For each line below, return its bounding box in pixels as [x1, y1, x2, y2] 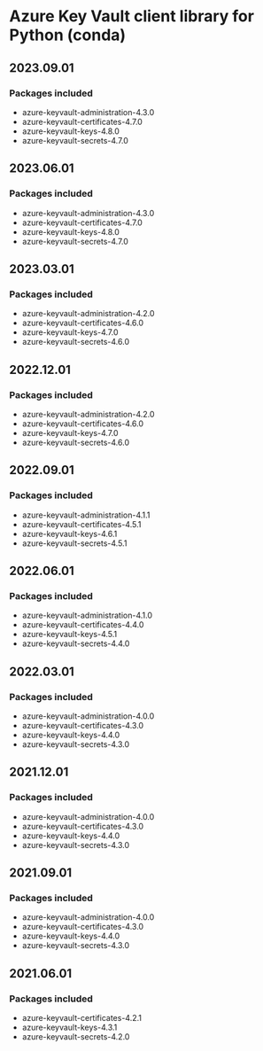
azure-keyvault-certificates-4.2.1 [21, 1013, 142, 1024]
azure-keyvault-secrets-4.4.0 [21, 638, 130, 649]
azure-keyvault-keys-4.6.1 [21, 528, 118, 539]
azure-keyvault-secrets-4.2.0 [21, 1032, 130, 1042]
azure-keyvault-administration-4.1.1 [21, 510, 151, 520]
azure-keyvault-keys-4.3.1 [21, 1022, 118, 1033]
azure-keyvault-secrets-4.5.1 [21, 538, 128, 549]
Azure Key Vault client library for [9, 6, 255, 27]
